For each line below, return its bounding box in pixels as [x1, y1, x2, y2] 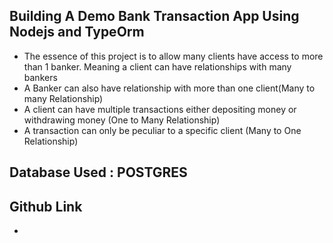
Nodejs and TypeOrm [9, 24, 145, 41]
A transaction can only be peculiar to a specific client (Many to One [23, 124, 302, 136]
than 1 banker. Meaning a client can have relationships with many [23, 60, 292, 73]
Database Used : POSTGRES [9, 164, 188, 181]
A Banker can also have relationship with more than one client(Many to [23, 82, 316, 94]
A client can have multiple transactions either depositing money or [23, 103, 297, 115]
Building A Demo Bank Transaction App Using [9, 8, 300, 25]
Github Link [9, 198, 83, 215]
